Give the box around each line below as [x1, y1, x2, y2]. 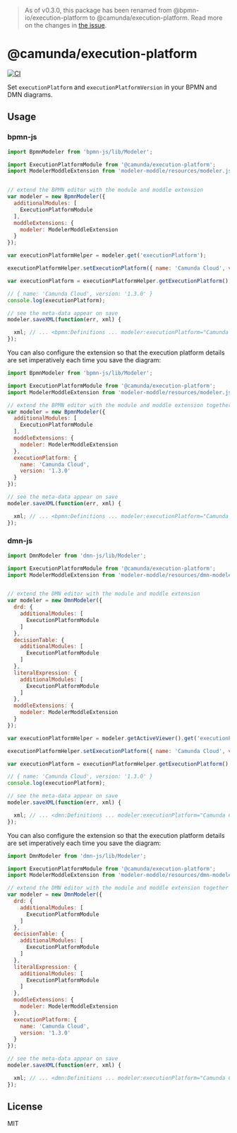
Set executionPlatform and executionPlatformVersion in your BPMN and [7, 83, 217, 91]
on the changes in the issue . [24, 21, 107, 29]
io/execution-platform [24, 13, 88, 22]
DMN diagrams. [7, 90, 53, 98]
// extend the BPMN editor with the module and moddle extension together [7, 401, 232, 409]
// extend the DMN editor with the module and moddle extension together [7, 885, 229, 892]
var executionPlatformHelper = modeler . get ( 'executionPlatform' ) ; [7, 252, 207, 259]
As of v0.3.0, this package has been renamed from [24, 6, 172, 14]
